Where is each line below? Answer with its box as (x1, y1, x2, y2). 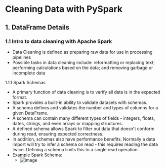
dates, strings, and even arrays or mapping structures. (12, 120, 124, 126)
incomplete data (12, 70, 45, 76)
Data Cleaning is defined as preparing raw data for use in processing (12, 49, 153, 55)
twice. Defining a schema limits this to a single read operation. (12, 146, 139, 152)
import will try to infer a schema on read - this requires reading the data (12, 141, 158, 147)
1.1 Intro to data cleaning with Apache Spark (5, 38, 112, 45)
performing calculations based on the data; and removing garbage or (12, 65, 153, 70)
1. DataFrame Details (5, 23, 70, 32)
